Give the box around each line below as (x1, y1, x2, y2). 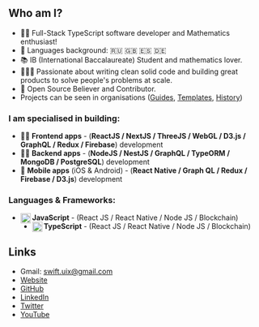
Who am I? (8, 6, 63, 20)
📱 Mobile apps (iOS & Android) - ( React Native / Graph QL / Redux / (19, 166, 248, 175)
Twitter (19, 301, 45, 311)
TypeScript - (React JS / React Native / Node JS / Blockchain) (43, 222, 251, 231)
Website (19, 275, 49, 285)
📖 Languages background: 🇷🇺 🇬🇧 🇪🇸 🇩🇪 (19, 45, 167, 55)
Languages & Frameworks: (8, 195, 116, 206)
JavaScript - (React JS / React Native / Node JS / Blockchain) (32, 213, 239, 222)
